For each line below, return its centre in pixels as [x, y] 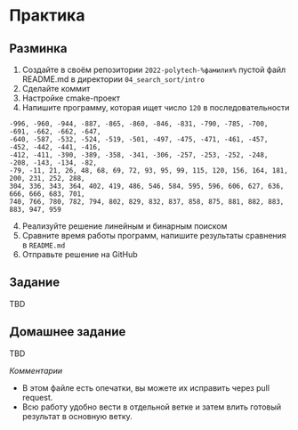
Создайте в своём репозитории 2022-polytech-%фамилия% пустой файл [154, 69]
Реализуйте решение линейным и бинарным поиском [125, 226]
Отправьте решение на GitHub [80, 254]
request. [37, 397]
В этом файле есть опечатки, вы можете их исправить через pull [145, 387]
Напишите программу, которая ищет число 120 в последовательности [156, 107]
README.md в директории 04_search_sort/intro [113, 79]
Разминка [39, 49]
